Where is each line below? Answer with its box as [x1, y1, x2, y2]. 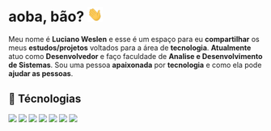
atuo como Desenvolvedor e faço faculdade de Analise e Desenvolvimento [8, 52, 263, 61]
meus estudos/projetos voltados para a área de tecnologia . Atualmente [8, 43, 252, 53]
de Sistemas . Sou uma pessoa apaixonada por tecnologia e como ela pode [8, 60, 262, 70]
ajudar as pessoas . [8, 69, 74, 78]
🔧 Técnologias [8, 92, 82, 106]
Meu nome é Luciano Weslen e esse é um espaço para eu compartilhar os [8, 35, 260, 44]
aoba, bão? [8, 7, 85, 26]
